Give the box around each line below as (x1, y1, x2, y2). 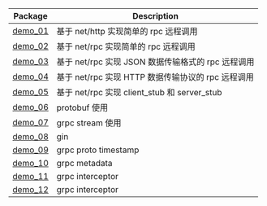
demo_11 (12, 171, 49, 182)
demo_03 (12, 56, 49, 67)
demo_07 (12, 117, 49, 128)
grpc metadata (56, 158, 113, 169)
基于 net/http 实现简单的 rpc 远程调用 (56, 26, 198, 37)
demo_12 (12, 184, 49, 195)
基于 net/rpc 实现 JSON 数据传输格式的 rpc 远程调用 (56, 56, 255, 68)
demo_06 (12, 102, 49, 112)
